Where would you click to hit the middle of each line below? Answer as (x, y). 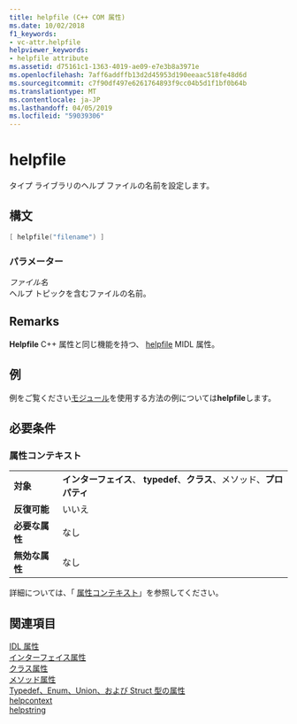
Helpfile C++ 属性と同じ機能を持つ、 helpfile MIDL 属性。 (114, 344)
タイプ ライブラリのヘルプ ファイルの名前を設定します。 (112, 186)
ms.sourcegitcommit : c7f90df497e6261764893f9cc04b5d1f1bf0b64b (128, 83)
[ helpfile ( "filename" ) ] (57, 237)
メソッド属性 (32, 680)
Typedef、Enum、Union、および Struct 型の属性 (97, 690)
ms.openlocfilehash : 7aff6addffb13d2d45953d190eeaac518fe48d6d (128, 75)
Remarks (34, 322)
